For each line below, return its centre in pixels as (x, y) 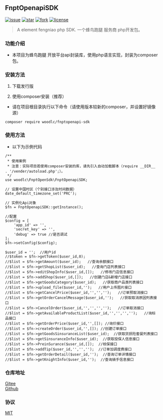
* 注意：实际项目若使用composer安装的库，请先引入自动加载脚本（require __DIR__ (81, 166)
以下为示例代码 (27, 146)
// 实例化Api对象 (21, 203)
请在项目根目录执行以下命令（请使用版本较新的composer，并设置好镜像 (84, 107)
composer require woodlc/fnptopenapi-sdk (48, 122)
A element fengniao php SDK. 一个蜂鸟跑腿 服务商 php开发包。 (80, 30)
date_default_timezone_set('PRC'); (41, 194)
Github (12, 388)
